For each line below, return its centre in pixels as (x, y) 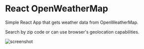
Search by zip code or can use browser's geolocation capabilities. (72, 32)
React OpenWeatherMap (57, 9)
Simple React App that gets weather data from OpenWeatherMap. (72, 22)
